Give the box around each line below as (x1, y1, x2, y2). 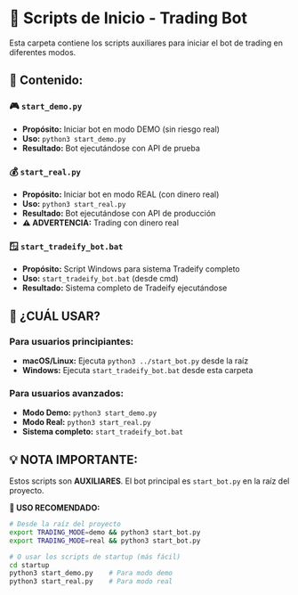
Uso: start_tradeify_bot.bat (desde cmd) (21, 273, 180, 284)
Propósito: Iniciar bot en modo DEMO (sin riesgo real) (21, 124, 221, 134)
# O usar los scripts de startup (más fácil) (9, 552, 181, 561)
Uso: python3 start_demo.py (21, 133, 126, 143)
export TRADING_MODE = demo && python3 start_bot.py (9, 527, 201, 537)
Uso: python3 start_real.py (21, 198, 126, 208)
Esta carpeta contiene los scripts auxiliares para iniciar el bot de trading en (9, 37, 283, 48)
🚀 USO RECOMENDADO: (9, 502, 101, 513)
